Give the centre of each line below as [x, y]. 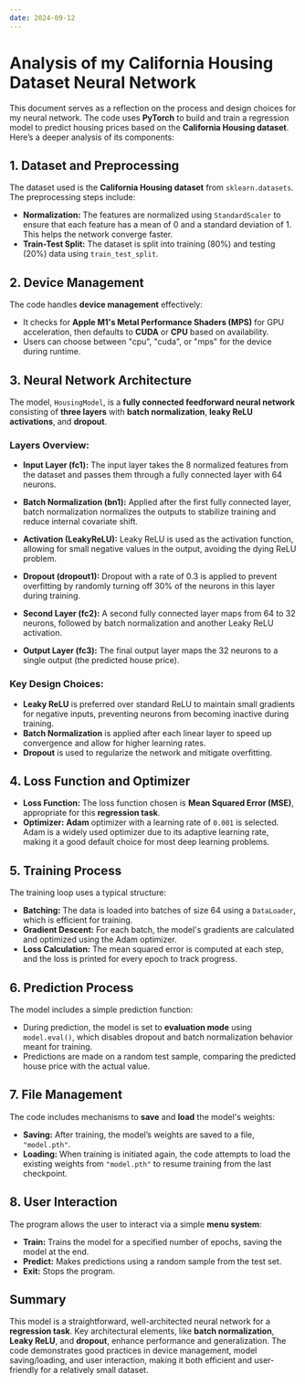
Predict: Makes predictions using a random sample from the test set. [152, 1261]
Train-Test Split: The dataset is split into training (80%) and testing [149, 244]
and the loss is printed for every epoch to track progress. [130, 959]
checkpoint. [45, 1173]
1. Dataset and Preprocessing [95, 165]
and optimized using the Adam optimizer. [100, 940]
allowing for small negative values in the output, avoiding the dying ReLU [159, 549]
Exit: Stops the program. [69, 1271]
